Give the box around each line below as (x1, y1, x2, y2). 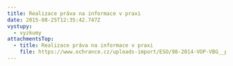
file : (19, 49, 36, 56)
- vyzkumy (13, 29, 42, 36)
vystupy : (7, 23, 33, 30)
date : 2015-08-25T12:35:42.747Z (7, 16, 101, 23)
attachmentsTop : (7, 36, 54, 43)
